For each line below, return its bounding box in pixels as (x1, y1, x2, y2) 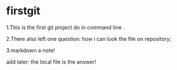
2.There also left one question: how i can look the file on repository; (6, 35, 172, 42)
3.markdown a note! (6, 46, 55, 54)
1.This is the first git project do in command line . (6, 24, 125, 31)
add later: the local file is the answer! (6, 58, 97, 65)
